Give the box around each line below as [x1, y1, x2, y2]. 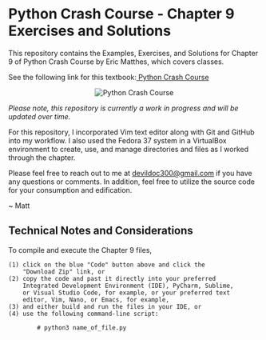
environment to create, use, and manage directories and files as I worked [8, 144, 249, 154]
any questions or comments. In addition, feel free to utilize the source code [8, 177, 256, 186]
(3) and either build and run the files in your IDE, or [8, 302, 202, 310]
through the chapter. [8, 153, 76, 162]
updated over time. [8, 111, 71, 121]
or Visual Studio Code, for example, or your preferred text [22, 289, 230, 297]
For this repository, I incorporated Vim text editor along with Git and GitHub [8, 127, 255, 137]
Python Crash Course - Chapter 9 [8, 5, 235, 23]
